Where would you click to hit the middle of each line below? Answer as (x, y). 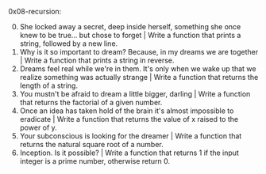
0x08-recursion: (35, 11)
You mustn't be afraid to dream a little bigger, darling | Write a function (135, 94)
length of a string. (48, 85)
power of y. (38, 127)
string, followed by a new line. (69, 43)
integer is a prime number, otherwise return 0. (95, 161)
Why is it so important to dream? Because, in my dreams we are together (139, 52)
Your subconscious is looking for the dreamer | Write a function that (131, 136)
